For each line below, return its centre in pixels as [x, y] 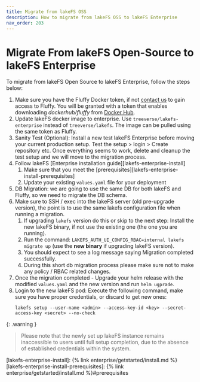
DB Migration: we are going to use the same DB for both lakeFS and [98, 189]
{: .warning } [21, 325]
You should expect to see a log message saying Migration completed [109, 253]
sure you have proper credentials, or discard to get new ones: [91, 297]
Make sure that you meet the [59, 170]
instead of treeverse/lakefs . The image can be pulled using [117, 125]
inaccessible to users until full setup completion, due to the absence [105, 342]
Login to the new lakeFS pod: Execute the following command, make [99, 290]
